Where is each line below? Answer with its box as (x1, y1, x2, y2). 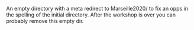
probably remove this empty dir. (6, 18, 84, 24)
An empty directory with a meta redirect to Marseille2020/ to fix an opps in (6, 5, 188, 12)
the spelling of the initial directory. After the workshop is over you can (6, 11, 176, 18)
